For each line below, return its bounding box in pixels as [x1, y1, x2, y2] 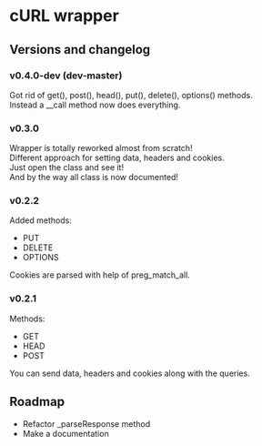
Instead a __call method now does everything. [9, 99, 181, 110]
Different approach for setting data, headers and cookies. [9, 152, 225, 164]
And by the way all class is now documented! [9, 172, 179, 183]
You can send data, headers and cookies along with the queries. [9, 368, 250, 379]
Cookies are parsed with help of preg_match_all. [9, 269, 191, 280]
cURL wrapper [9, 5, 120, 26]
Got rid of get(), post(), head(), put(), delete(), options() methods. [9, 89, 253, 100]
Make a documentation [22, 428, 109, 439]
